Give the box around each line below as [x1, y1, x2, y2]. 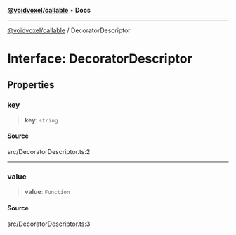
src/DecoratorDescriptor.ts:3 [7, 220, 91, 228]
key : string [24, 115, 58, 124]
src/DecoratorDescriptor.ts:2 [7, 148, 91, 156]
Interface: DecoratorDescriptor [7, 51, 193, 67]
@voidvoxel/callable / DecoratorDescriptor [7, 26, 131, 34]
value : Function [24, 188, 70, 196]
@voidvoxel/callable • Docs [7, 6, 91, 14]
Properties [7, 79, 55, 91]
